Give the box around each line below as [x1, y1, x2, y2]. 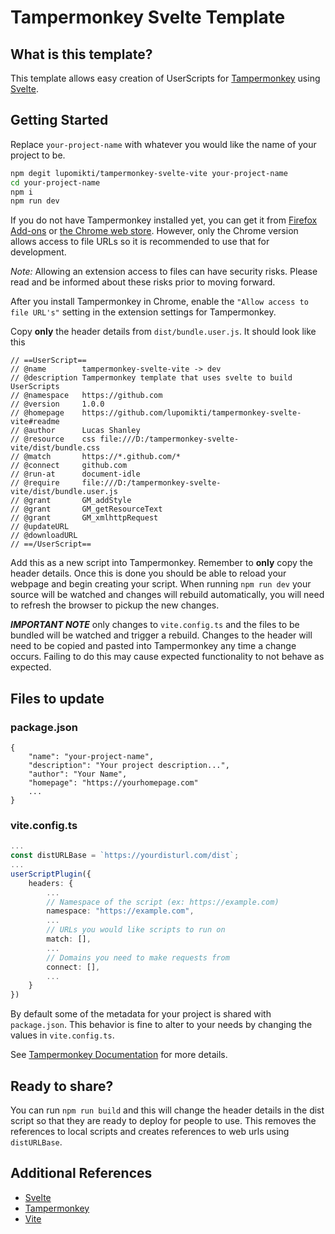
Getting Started [10, 112, 109, 129]
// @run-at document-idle [10, 469, 141, 480]
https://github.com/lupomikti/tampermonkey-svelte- [81, 408, 302, 418]
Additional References [10, 1165, 153, 1182]
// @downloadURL [10, 531, 78, 541]
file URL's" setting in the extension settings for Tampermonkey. [10, 306, 277, 318]
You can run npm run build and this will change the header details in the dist [10, 1104, 325, 1116]
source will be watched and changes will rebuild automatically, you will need [10, 589, 325, 601]
